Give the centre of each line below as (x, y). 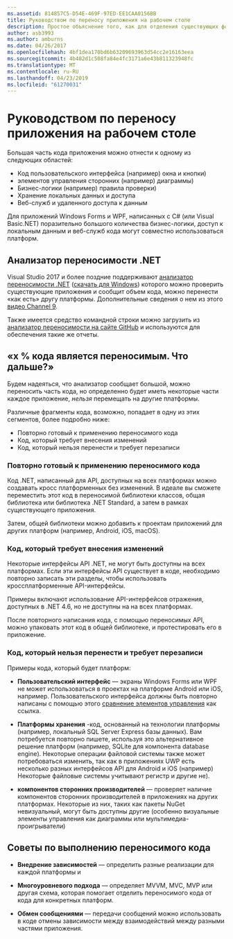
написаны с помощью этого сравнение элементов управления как (117, 703)
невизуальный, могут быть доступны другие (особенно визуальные (118, 811)
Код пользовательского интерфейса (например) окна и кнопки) (112, 173)
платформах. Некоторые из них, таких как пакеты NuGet (101, 804)
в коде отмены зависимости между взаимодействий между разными (121, 921)
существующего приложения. (52, 510)
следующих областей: (40, 160)
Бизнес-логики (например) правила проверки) (87, 188)
